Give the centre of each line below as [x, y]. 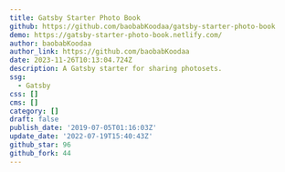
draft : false [34, 119]
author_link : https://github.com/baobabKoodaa [100, 52]
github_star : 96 [40, 145]
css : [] [24, 94]
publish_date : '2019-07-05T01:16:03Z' [83, 128]
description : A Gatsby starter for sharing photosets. [116, 69]
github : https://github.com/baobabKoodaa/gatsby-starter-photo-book [142, 26]
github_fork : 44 [40, 153]
